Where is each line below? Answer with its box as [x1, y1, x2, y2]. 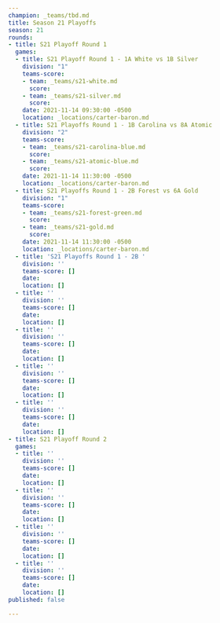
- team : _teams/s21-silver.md [22, 92, 122, 100]
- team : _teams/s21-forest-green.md [22, 209, 143, 217]
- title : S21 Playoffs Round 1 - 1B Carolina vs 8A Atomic [15, 121, 213, 129]
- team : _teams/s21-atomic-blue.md [22, 158, 139, 166]
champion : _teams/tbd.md [8, 11, 90, 20]
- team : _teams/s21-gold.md [22, 223, 114, 232]
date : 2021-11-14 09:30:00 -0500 [22, 107, 132, 115]
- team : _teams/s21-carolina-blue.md [22, 143, 146, 151]
